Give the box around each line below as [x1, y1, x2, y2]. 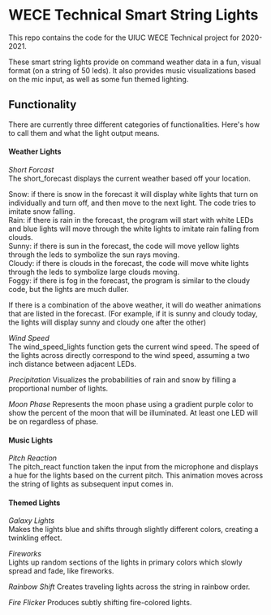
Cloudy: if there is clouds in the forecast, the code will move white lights [8, 258, 249, 268]
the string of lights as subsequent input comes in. [8, 479, 174, 489]
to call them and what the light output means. [8, 128, 160, 137]
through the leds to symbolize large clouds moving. [8, 267, 180, 277]
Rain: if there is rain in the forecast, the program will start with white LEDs [8, 215, 254, 225]
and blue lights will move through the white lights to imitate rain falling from [8, 224, 260, 233]
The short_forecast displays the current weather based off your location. [8, 173, 252, 183]
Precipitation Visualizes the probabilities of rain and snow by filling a [8, 374, 237, 384]
